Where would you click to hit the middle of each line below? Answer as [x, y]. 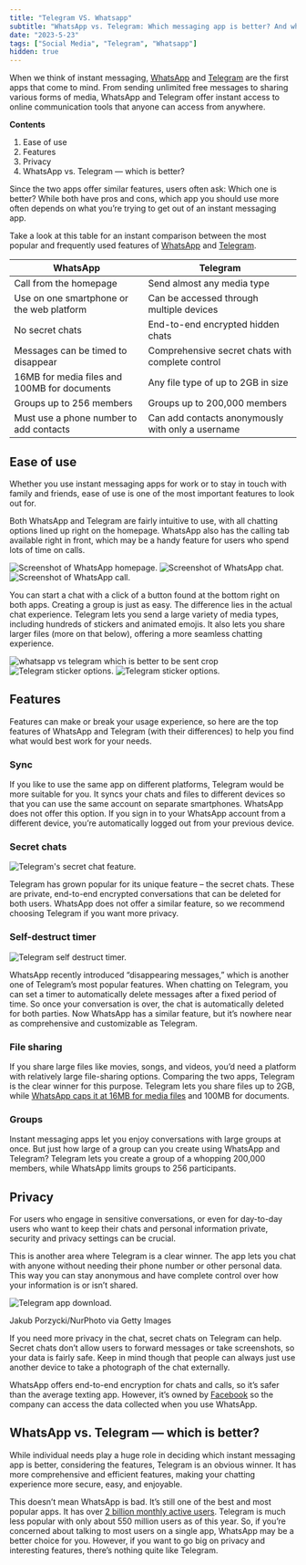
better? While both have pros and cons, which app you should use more [144, 199]
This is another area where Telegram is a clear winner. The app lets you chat [153, 1257]
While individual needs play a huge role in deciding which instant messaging [153, 1455]
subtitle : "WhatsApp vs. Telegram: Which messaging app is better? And [148, 26]
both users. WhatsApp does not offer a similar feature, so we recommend [147, 903]
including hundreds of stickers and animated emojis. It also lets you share [147, 624]
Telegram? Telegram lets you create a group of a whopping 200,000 [138, 1159]
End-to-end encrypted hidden [214, 325]
